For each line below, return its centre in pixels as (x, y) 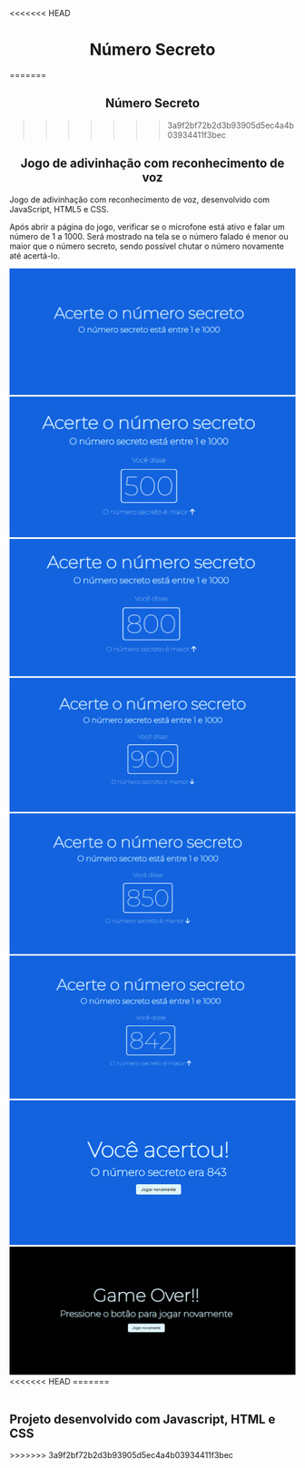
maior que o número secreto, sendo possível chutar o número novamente (147, 246)
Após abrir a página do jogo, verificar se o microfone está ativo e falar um (147, 227)
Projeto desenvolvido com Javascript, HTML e (143, 1419)
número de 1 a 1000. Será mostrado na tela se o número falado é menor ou (149, 236)
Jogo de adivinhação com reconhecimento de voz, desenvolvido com (140, 200)
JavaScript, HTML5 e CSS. (59, 209)
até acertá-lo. (35, 255)
